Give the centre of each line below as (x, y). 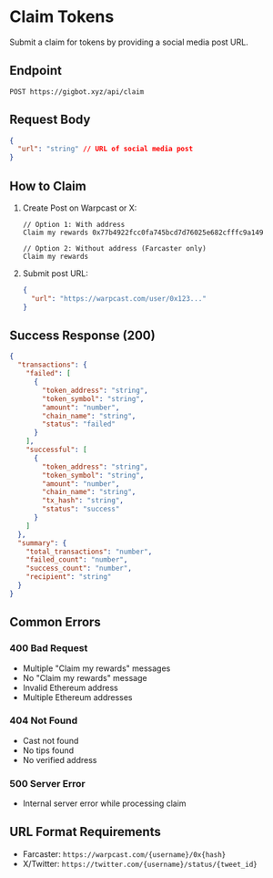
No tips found (48, 750)
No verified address (60, 759)
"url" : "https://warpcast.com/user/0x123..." (119, 298)
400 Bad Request (49, 648)
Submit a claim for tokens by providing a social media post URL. (129, 42)
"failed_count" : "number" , (77, 560)
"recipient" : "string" (69, 577)
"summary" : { (42, 543)
